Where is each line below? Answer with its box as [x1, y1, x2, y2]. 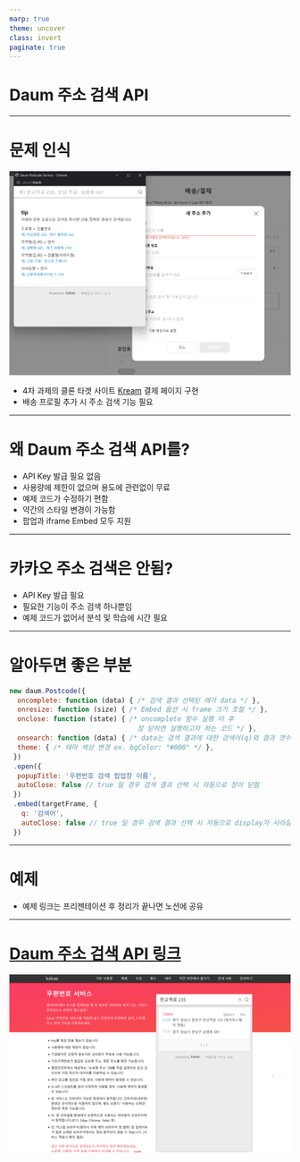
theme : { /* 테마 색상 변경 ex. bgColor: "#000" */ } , [17, 742, 214, 751]
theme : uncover [9, 23, 66, 33]
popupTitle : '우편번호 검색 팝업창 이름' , [17, 771, 157, 780]
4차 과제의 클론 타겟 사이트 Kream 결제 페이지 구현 [21, 385, 199, 395]
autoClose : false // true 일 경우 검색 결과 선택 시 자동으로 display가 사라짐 [21, 818, 292, 827]
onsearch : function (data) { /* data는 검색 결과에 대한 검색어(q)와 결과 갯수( [17, 734, 296, 742]
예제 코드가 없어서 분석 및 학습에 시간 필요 [21, 612, 168, 623]
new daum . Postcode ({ [9, 686, 87, 695]
